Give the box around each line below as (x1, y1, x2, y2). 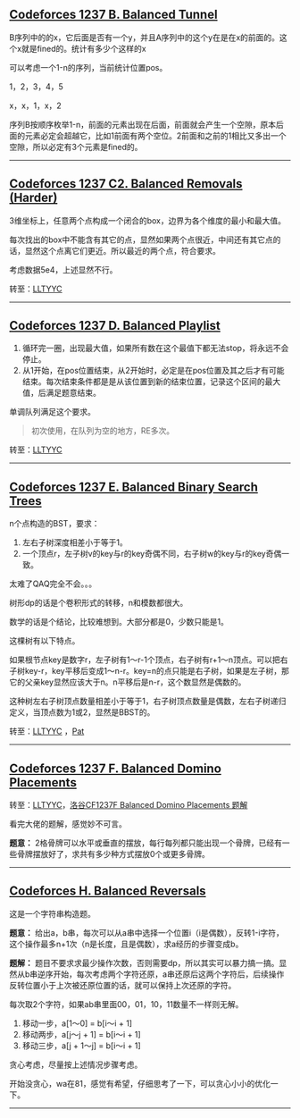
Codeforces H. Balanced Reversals (9, 884, 207, 899)
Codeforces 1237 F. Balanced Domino (9, 761, 221, 776)
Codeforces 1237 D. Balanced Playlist (9, 318, 221, 333)
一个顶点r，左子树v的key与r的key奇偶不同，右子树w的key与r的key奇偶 (21, 549, 282, 559)
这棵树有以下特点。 (9, 635, 80, 646)
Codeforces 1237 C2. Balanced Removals (9, 176, 243, 191)
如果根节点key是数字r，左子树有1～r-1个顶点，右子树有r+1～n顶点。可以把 (9, 654, 280, 665)
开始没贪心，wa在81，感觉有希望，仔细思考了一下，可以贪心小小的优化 (9, 1078, 271, 1089)
